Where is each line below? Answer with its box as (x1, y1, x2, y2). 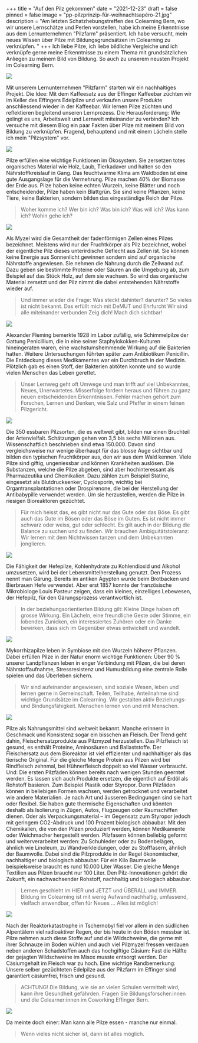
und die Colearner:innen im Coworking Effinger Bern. (20, 996, 150, 1003)
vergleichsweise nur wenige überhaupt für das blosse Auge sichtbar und (6, 447, 183, 454)
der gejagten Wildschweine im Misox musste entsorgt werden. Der (6, 954, 168, 960)
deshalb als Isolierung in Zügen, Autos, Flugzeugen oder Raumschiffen (6, 807, 178, 813)
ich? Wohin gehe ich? (20, 212, 72, 219)
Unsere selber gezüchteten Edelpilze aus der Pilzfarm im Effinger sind (6, 966, 176, 973)
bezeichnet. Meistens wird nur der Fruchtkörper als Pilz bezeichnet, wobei (6, 241, 187, 248)
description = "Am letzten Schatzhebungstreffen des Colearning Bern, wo (6, 18, 185, 24)
